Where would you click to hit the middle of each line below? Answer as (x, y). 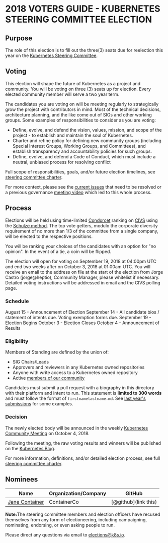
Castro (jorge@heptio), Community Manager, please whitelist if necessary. (82, 277)
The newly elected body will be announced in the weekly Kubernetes (77, 428)
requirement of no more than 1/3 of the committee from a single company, (82, 231)
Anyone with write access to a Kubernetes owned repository (75, 373)
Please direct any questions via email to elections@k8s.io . (65, 535)
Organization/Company (77, 494)
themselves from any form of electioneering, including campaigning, (76, 520)
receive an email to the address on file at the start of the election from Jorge (84, 272)
